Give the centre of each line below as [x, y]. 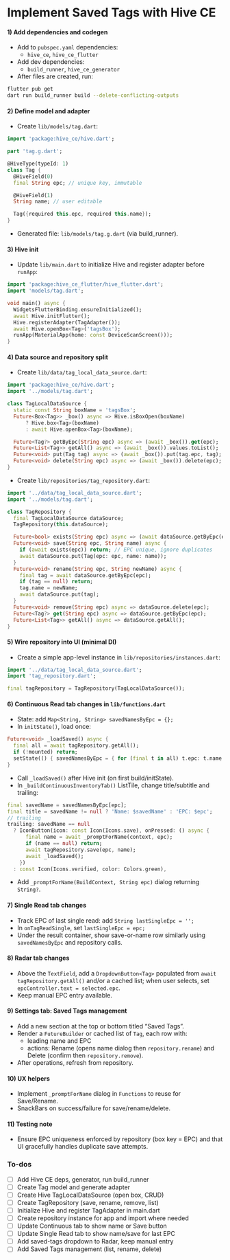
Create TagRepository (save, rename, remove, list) [88, 1202]
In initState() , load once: [54, 727]
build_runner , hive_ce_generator [74, 69]
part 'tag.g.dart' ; [35, 151]
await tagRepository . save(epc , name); [80, 850]
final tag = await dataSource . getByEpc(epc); [86, 575]
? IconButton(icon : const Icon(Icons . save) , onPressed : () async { [112, 831]
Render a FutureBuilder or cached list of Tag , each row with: [102, 1034]
